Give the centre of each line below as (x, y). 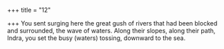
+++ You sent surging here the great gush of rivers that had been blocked (112, 23)
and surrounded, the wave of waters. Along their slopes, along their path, (111, 31)
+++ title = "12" (29, 10)
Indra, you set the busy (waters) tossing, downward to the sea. (96, 38)
